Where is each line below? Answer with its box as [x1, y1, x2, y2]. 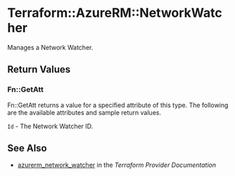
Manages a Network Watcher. [7, 43, 94, 51]
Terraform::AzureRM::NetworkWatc [7, 5, 223, 21]
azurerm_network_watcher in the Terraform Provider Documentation [17, 161, 217, 170]
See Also [7, 142, 47, 154]
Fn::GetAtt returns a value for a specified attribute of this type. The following [7, 101, 229, 109]
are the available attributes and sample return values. [7, 108, 162, 117]
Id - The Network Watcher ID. [7, 122, 94, 130]
